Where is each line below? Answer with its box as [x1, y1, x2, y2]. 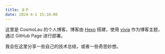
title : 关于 [5, 7, 29, 12]
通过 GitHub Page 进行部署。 [5, 32, 66, 38]
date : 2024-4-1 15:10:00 [5, 12, 58, 17]
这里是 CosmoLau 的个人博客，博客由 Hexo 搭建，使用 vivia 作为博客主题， [5, 26, 162, 32]
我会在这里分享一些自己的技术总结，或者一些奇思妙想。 [5, 43, 121, 49]
